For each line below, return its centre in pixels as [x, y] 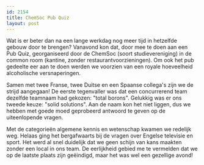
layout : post [23, 23]
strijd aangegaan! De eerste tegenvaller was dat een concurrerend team [97, 92]
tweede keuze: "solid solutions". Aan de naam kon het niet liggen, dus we [99, 105]
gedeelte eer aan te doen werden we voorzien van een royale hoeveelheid [100, 67]
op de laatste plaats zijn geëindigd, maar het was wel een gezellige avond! [100, 155]
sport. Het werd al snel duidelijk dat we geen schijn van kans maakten [94, 142]
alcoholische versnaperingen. [44, 73]
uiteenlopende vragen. [35, 117]
